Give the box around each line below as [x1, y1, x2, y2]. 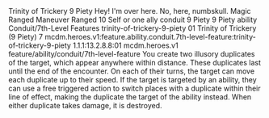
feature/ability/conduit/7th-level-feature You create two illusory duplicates [8, 49, 255, 58]
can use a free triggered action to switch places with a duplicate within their [8, 83, 261, 93]
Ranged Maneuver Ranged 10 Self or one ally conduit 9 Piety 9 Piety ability [8, 15, 258, 24]
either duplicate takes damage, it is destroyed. [8, 101, 163, 110]
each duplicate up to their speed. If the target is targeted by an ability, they [8, 75, 257, 84]
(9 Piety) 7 [8, 32, 43, 41]
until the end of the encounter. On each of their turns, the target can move [8, 66, 255, 76]
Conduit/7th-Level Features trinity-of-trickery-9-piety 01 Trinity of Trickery [8, 23, 257, 33]
